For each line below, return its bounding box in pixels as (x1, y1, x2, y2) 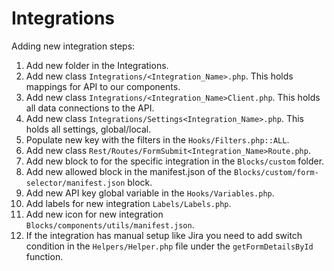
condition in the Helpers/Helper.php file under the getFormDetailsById (25, 240, 314, 252)
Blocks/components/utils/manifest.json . (25, 218, 195, 231)
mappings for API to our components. (25, 80, 181, 92)
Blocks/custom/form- (233, 167, 319, 177)
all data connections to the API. (25, 102, 155, 114)
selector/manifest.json (25, 178, 126, 188)
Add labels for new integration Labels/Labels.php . (25, 197, 232, 209)
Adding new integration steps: (11, 40, 136, 52)
